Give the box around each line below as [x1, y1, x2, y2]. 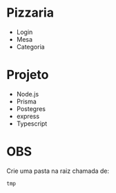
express [16, 112, 39, 120]
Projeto [6, 67, 49, 83]
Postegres [16, 104, 46, 112]
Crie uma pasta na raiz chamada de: [6, 167, 110, 175]
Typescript [16, 119, 48, 128]
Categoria [16, 42, 46, 51]
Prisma [16, 97, 37, 106]
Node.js [16, 90, 39, 98]
